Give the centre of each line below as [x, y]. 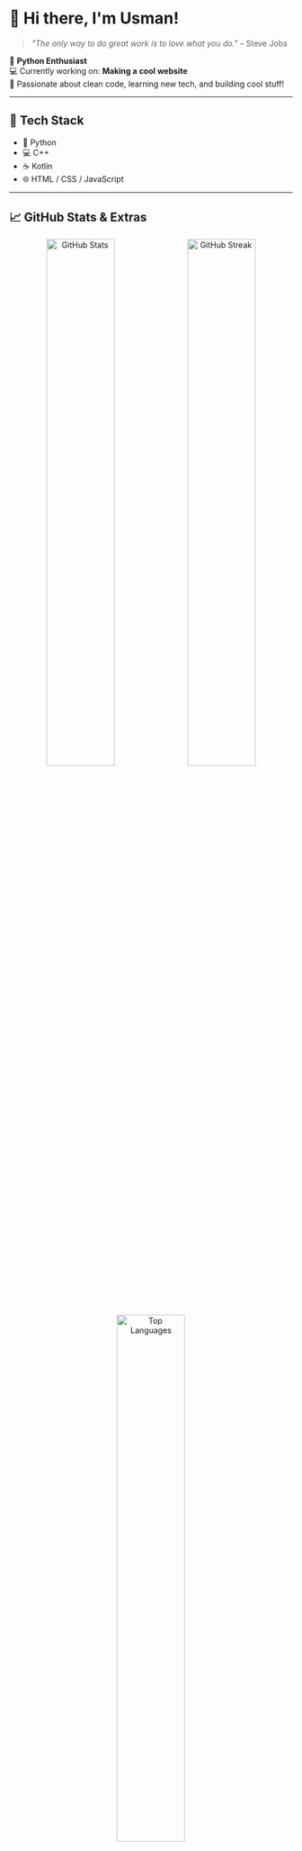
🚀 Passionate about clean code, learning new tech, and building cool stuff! [147, 84]
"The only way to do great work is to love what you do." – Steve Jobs [159, 43]
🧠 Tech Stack [47, 121]
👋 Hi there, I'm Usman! [94, 18]
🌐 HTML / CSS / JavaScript [73, 178]
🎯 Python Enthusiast [48, 60]
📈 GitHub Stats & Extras [78, 218]
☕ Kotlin [37, 166]
